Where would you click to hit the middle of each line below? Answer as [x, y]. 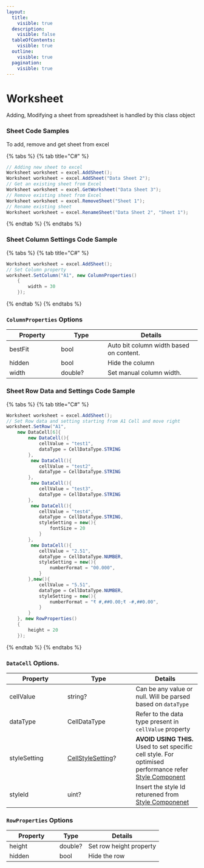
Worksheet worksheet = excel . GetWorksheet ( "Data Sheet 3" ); [84, 190]
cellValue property [163, 729]
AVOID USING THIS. [165, 739]
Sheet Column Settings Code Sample [62, 239]
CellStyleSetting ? [92, 758]
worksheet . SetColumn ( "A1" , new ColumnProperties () [72, 275]
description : [28, 29]
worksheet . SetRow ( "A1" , [36, 427]
